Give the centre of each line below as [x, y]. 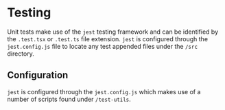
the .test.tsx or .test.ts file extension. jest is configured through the [107, 38]
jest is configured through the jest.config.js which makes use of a [104, 91]
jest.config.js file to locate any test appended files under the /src [102, 46]
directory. [21, 54]
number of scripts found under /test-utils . [69, 99]
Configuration [38, 75]
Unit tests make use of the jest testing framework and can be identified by [113, 32]
